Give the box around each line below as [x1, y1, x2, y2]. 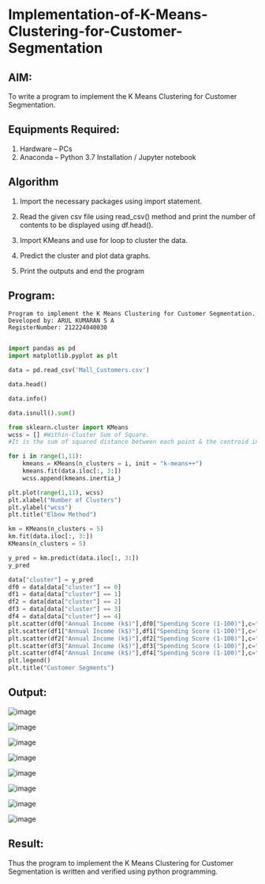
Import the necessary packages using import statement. [19, 196, 203, 206]
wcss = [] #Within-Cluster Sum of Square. [8, 431, 150, 438]
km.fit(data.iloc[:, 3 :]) [8, 533, 93, 541]
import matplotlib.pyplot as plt [8, 352, 118, 360]
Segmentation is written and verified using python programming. [8, 867, 218, 876]
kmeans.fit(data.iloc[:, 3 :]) [22, 467, 122, 476]
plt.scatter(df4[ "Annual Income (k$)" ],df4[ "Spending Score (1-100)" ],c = [8, 649, 256, 658]
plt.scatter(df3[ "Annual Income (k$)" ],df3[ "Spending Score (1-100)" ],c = [8, 642, 256, 650]
